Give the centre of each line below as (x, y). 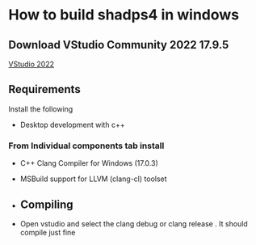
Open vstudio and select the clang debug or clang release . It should (134, 223)
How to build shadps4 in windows (124, 15)
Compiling (47, 204)
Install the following (41, 109)
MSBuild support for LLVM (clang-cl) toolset (93, 179)
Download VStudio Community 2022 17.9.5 (119, 45)
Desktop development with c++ (72, 125)
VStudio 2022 (31, 64)
